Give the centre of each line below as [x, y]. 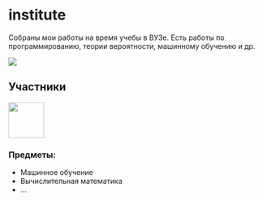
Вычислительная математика [71, 181]
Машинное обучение [56, 173]
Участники [37, 87]
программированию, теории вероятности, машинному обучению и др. [132, 46]
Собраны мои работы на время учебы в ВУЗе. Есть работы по [116, 37]
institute [37, 15]
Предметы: [32, 155]
